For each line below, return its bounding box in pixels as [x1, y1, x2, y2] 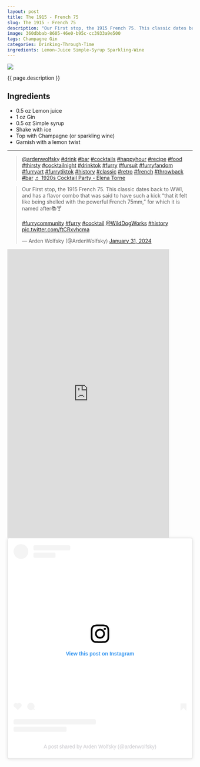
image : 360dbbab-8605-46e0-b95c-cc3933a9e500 [7, 31, 121, 37]
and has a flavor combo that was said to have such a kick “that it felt [21, 192, 188, 199]
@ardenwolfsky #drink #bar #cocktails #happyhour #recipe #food [21, 155, 182, 162]
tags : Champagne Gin [7, 36, 58, 42]
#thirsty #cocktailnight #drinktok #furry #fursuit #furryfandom [21, 162, 174, 169]
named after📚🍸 [21, 205, 62, 212]
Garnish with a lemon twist [15, 138, 81, 145]
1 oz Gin [15, 113, 35, 120]
